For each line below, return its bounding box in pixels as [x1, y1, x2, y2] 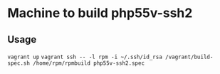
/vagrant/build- [164, 53, 214, 60]
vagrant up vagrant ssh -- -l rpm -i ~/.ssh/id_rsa [7, 53, 162, 60]
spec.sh [7, 60, 31, 67]
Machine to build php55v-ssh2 [7, 5, 193, 21]
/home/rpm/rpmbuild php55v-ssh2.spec [33, 60, 145, 67]
